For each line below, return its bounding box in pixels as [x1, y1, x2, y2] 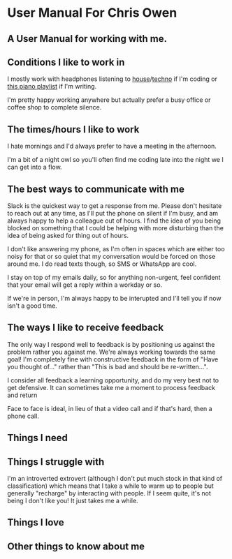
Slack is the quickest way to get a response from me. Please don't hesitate [7, 202, 222, 210]
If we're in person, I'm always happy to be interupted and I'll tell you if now [7, 295, 222, 303]
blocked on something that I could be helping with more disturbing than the [7, 224, 224, 232]
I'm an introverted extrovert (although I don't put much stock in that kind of [7, 475, 223, 483]
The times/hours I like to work [7, 124, 140, 135]
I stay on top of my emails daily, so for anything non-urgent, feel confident [7, 274, 222, 282]
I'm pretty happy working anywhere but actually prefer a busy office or [7, 96, 211, 104]
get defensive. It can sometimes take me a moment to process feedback [7, 383, 215, 392]
